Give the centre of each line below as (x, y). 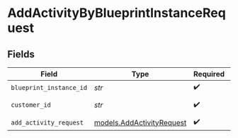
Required (209, 74)
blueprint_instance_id (49, 87)
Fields (21, 54)
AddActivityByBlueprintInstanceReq (117, 13)
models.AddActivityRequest (140, 122)
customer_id (31, 105)
